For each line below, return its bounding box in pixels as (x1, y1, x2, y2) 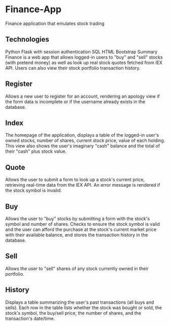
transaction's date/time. (5, 315, 55, 321)
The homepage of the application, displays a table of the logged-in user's (5, 132, 159, 138)
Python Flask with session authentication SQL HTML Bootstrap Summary (5, 48, 158, 54)
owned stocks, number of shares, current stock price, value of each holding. (5, 137, 165, 143)
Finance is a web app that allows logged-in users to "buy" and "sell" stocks (5, 54, 163, 60)
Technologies (5, 35, 50, 44)
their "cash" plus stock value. (5, 149, 67, 155)
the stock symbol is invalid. (5, 187, 62, 194)
